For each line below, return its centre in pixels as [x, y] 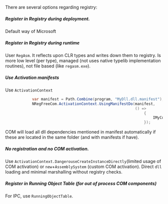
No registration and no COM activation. [47, 148]
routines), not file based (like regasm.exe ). [48, 66]
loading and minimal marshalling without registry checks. [64, 172]
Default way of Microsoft [31, 31]
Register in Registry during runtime [42, 42]
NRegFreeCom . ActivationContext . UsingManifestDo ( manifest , [93, 104]
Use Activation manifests [32, 77]
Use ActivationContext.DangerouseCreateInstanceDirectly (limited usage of [83, 161]
